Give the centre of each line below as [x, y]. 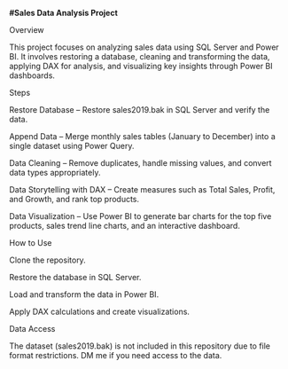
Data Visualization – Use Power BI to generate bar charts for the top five [140, 216]
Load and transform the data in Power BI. [84, 294]
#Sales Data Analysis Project [63, 13]
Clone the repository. [47, 260]
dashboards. [32, 75]
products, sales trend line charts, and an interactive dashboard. [125, 226]
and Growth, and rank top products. [74, 199]
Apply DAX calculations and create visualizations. [100, 311]
